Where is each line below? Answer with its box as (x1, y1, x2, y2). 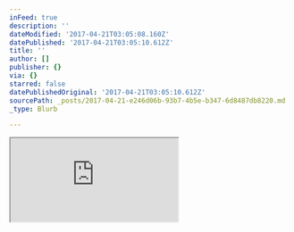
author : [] (9, 54, 50, 63)
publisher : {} (9, 63, 63, 72)
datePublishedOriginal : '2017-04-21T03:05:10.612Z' (9, 87, 206, 96)
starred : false (9, 79, 66, 88)
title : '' (9, 46, 46, 55)
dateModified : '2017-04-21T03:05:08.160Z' (9, 29, 170, 38)
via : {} (9, 71, 38, 80)
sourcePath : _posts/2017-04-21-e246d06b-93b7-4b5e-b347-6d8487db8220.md (9, 95, 286, 105)
